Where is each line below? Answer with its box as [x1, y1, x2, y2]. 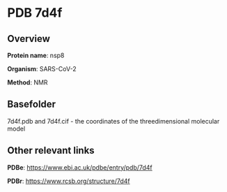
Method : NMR [7, 78, 48, 87]
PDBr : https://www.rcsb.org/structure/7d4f [7, 177, 130, 185]
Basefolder [7, 98, 56, 110]
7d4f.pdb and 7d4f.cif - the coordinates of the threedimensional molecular [7, 117, 220, 125]
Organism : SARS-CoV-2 [7, 65, 77, 73]
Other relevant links [7, 145, 95, 156]
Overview [7, 33, 51, 45]
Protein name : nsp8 [7, 51, 65, 59]
